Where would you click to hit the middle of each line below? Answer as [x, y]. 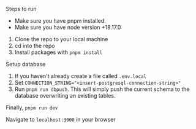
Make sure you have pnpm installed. [60, 21]
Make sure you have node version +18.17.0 [68, 27]
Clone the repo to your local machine [61, 39]
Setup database [26, 64]
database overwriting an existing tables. [65, 96]
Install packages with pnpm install [58, 52]
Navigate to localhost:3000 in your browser [61, 119]
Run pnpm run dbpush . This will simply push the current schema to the [102, 89]
